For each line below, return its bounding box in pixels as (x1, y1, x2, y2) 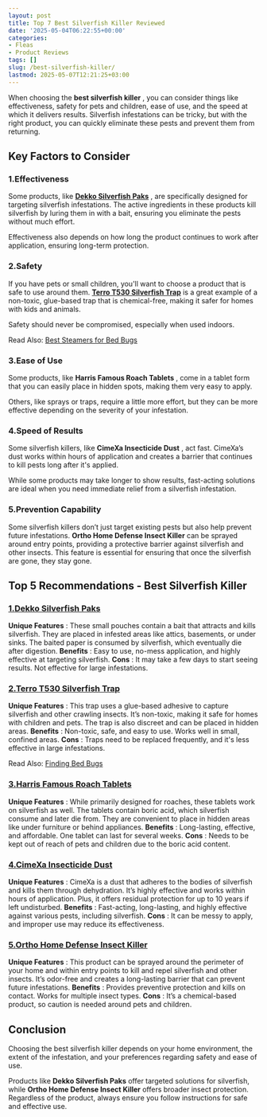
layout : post (8, 11, 52, 20)
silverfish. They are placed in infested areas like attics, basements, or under (8, 630, 257, 639)
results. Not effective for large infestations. (8, 663, 149, 673)
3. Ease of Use (8, 355, 64, 366)
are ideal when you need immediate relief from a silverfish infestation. (8, 484, 237, 494)
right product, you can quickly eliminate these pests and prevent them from (8, 118, 255, 127)
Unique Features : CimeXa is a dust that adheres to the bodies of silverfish (8, 877, 253, 887)
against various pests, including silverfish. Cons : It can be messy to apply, (8, 911, 253, 920)
